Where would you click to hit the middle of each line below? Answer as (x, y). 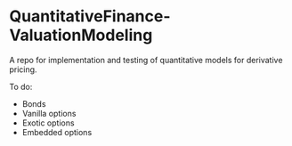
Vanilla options (49, 113)
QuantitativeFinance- (90, 16)
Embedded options (57, 132)
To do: (21, 86)
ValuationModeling (81, 35)
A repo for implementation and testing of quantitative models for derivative (146, 60)
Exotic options (48, 123)
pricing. (23, 69)
